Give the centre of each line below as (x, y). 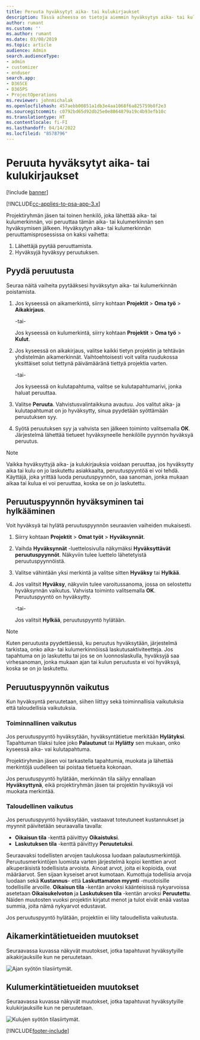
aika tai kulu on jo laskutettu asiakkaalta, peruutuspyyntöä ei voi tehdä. (93, 470)
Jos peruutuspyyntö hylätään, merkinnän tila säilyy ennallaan (81, 778)
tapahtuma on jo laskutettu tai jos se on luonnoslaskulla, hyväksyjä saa (93, 656)
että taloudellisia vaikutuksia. (42, 708)
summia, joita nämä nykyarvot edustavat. (57, 906)
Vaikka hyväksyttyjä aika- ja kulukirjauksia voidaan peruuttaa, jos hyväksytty (100, 464)
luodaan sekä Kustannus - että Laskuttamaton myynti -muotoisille (88, 880)
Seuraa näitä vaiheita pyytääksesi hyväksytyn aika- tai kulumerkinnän (92, 285)
